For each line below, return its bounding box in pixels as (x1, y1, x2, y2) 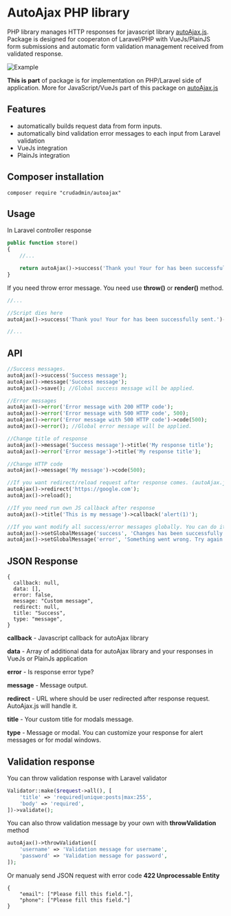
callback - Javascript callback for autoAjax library (7, 634, 149, 642)
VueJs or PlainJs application (7, 654, 88, 663)
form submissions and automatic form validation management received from (7, 42, 223, 50)
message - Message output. (7, 681, 88, 689)
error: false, (13, 592, 54, 598)
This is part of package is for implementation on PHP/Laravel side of (7, 76, 201, 84)
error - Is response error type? (7, 668, 94, 676)
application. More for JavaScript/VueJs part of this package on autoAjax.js (7, 83, 219, 92)
